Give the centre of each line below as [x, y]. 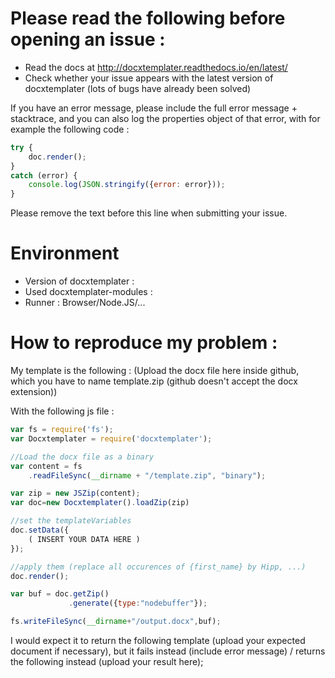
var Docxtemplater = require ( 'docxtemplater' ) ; [111, 438]
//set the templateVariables [71, 521]
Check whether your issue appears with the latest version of [149, 78]
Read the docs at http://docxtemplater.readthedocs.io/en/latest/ [156, 67]
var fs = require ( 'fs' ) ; [62, 430]
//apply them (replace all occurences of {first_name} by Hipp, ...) [158, 567]
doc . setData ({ [40, 530]
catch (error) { [44, 175]
